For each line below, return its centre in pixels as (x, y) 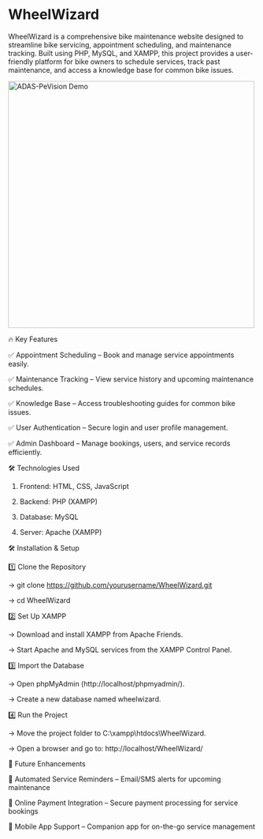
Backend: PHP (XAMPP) (59, 501)
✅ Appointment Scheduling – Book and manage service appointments (121, 355)
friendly (21, 62)
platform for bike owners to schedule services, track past (128, 62)
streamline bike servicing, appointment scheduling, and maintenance (120, 44)
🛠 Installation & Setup (44, 547)
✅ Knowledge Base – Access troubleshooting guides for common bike (122, 403)
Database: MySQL (49, 517)
